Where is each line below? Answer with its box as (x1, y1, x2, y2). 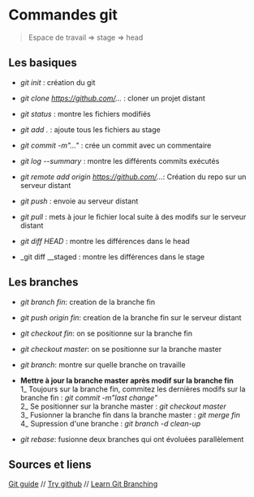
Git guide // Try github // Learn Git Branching (8, 479, 158, 489)
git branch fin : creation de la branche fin (19, 297, 156, 306)
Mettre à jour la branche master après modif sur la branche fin (19, 375, 234, 385)
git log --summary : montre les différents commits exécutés (19, 156, 220, 165)
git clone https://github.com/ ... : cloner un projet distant (19, 93, 205, 103)
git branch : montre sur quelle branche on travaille (19, 359, 186, 370)
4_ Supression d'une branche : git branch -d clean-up (19, 418, 201, 428)
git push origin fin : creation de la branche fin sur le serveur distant (19, 312, 242, 322)
